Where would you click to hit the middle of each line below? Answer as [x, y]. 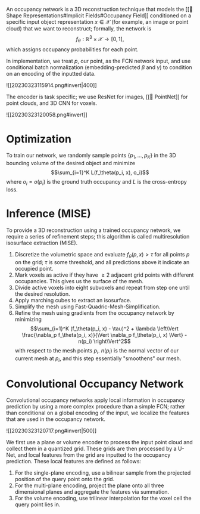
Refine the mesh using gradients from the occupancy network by [94, 312]
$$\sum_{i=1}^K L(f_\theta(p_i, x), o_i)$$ [100, 172]
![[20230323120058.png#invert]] [47, 115]
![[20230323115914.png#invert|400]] [51, 85]
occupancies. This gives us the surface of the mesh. [79, 281]
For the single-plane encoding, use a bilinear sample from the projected [103, 473]
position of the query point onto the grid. [65, 479]
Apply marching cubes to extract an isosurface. [73, 300]
